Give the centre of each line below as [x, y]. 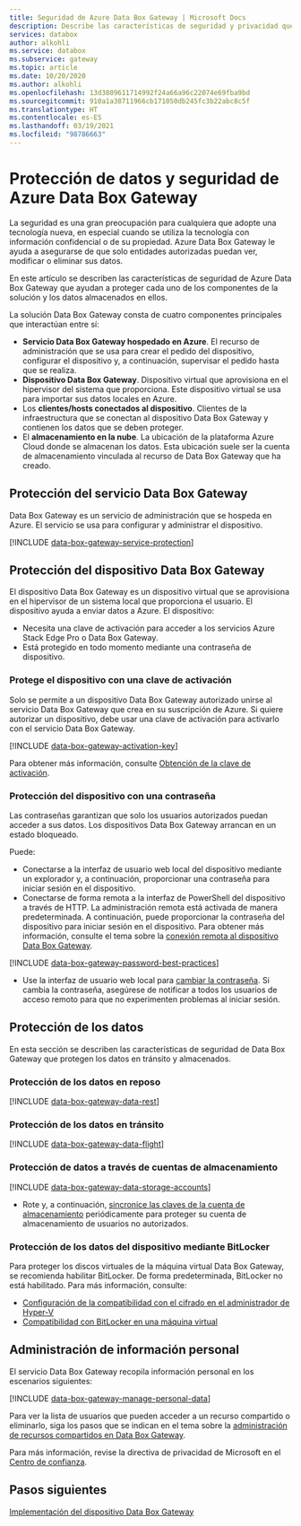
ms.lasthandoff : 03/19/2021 [62, 126]
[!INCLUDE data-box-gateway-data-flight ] [86, 1144]
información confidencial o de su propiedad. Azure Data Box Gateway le [142, 241]
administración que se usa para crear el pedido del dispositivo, [138, 351]
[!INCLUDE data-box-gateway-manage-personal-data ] [110, 1398]
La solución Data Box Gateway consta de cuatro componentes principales [146, 314]
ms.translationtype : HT [54, 109]
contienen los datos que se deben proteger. [103, 427]
